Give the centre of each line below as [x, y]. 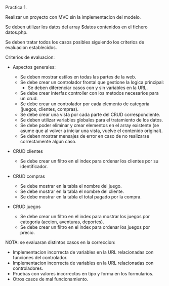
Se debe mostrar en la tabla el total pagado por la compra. [81, 197]
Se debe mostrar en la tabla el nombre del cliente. [72, 191]
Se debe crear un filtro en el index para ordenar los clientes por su [89, 161]
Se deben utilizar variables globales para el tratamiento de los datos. [92, 120]
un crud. [29, 98]
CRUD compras [29, 176]
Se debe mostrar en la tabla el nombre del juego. [71, 186]
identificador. [34, 166]
